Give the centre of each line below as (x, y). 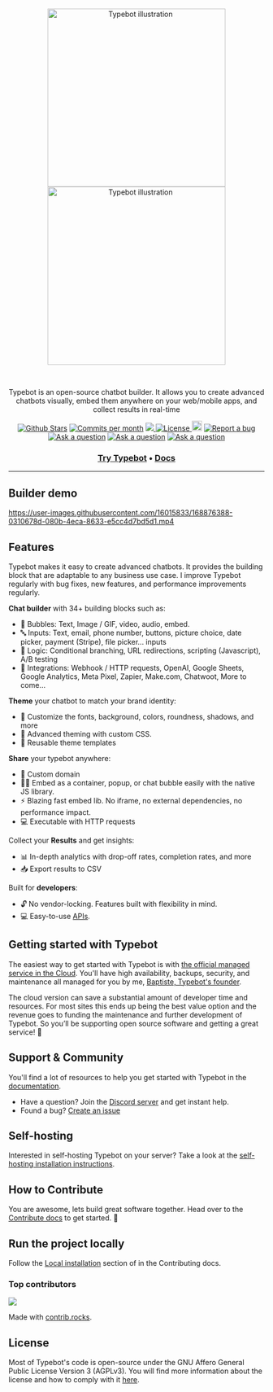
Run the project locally (67, 1243)
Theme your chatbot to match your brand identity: (92, 701)
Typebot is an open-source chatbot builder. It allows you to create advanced (136, 392)
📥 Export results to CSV (61, 869)
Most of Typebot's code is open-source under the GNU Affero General (127, 1363)
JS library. (37, 791)
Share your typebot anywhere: (60, 758)
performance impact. (56, 812)
